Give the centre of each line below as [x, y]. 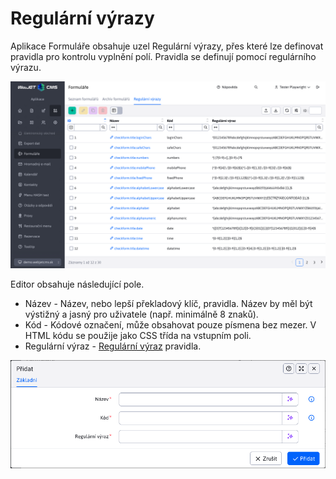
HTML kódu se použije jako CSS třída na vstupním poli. [138, 336]
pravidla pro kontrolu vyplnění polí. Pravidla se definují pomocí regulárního [163, 56]
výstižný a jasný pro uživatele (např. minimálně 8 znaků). [141, 314]
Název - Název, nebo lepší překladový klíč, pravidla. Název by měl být [168, 304]
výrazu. [26, 67]
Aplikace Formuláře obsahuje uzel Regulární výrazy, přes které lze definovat [167, 46]
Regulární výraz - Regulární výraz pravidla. [113, 346]
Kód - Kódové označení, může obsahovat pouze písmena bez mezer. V [170, 325]
